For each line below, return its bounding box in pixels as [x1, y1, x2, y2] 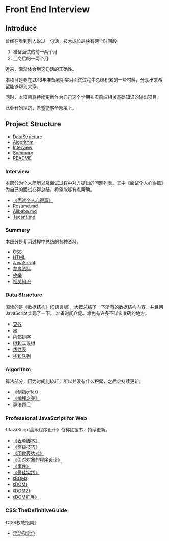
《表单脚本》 [12, 438, 40, 444]
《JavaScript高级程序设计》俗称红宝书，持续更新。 [5, 427, 110, 433]
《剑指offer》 [12, 389, 39, 395]
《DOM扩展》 [12, 494, 39, 500]
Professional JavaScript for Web [5, 414, 88, 421]
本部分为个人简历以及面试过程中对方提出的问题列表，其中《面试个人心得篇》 [5, 180, 166, 186]
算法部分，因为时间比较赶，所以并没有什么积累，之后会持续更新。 [5, 378, 144, 384]
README [12, 155, 32, 161]
